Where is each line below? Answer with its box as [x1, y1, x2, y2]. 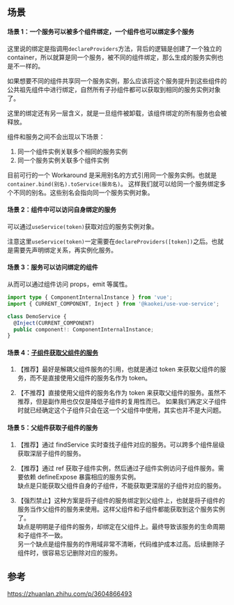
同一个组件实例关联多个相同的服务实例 [17, 147, 127, 156]
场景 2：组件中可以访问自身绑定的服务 [7, 205, 117, 214]
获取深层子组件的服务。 [17, 449, 85, 457]
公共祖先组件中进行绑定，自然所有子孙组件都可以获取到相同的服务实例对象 [7, 85, 221, 94]
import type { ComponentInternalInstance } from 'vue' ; [7, 294, 173, 301]
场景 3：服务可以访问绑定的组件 [7, 263, 99, 271]
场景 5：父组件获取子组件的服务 [7, 424, 99, 432]
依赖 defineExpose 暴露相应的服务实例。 [23, 472, 140, 481]
